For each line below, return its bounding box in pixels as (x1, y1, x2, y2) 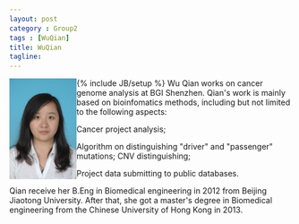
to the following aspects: (76, 107, 167, 117)
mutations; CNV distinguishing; (76, 151, 191, 161)
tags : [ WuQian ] (9, 33, 70, 42)
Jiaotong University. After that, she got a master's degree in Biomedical (9, 195, 273, 206)
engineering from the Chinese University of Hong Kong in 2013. (9, 204, 243, 215)
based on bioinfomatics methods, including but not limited (76, 97, 291, 108)
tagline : (9, 52, 42, 62)
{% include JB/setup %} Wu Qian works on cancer (76, 78, 263, 89)
